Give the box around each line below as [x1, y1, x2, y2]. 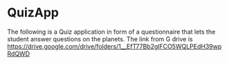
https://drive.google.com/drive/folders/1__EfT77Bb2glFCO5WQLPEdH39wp [7, 42, 222, 50]
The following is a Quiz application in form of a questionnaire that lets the [7, 28, 216, 36]
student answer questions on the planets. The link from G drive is [7, 34, 193, 43]
